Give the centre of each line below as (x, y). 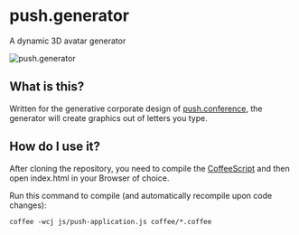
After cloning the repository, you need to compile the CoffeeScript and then (150, 168)
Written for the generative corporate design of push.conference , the (136, 108)
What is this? (47, 87)
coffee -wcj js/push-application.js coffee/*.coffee (111, 221)
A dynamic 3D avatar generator (68, 41)
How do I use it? (55, 147)
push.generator (69, 16)
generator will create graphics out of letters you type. (108, 117)
